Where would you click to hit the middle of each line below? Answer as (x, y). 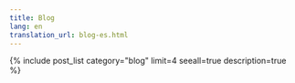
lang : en (26, 26)
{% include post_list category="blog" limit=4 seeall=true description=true (148, 61)
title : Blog (32, 18)
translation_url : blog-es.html (69, 35)
